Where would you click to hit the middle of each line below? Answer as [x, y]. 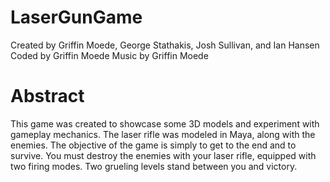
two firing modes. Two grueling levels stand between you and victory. [154, 166]
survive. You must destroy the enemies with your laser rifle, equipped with [163, 155]
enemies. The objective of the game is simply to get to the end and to [153, 145]
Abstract [47, 96]
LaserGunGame [76, 17]
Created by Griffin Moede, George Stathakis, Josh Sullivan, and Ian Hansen [165, 45]
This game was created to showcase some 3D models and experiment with [165, 123]
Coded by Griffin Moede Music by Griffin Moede [109, 55]
